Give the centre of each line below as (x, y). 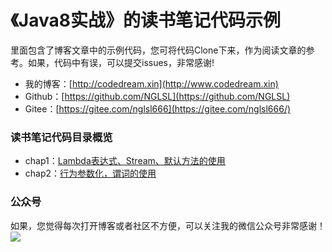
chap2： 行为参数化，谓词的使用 (90, 173)
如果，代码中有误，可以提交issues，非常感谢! (121, 62)
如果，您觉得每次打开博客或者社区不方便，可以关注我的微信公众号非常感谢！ (168, 225)
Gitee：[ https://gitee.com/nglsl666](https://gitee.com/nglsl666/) (158, 108)
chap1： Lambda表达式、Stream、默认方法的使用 (125, 161)
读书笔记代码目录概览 (61, 137)
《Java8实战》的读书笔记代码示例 (145, 20)
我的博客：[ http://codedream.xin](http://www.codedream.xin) (151, 83)
